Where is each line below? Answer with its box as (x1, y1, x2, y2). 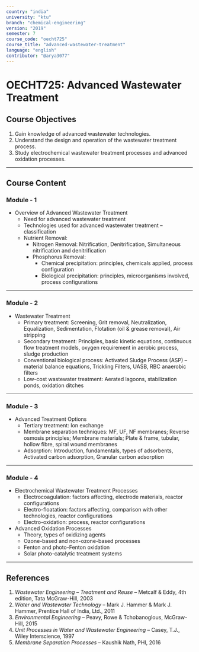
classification (23, 228, 56, 235)
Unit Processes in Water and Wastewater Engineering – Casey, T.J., (14, 627, 180, 634)
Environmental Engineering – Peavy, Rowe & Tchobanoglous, (14, 614, 163, 621)
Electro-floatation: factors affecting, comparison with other (23, 506, 168, 513)
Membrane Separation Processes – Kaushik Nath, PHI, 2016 (14, 639, 161, 646)
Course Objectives (6, 114, 77, 124)
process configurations (41, 279, 98, 286)
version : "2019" (6, 25, 46, 31)
